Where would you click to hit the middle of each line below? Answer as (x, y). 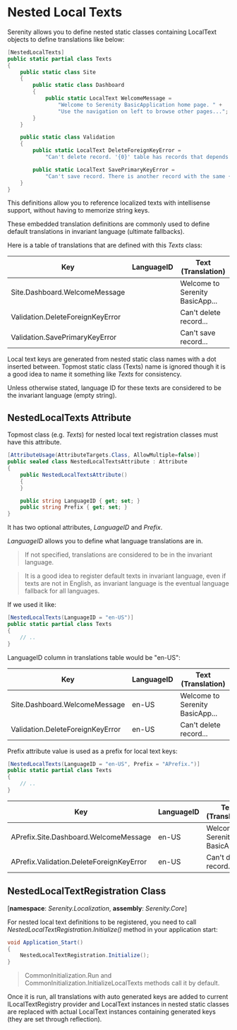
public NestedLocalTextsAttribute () (74, 475)
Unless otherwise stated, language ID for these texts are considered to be (115, 388)
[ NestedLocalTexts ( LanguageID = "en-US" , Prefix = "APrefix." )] (104, 764)
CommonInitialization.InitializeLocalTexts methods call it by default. (122, 983)
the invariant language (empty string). (62, 396)
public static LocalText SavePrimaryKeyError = (104, 170)
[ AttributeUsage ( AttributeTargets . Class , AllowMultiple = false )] (104, 455)
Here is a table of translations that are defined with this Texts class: (105, 245)
